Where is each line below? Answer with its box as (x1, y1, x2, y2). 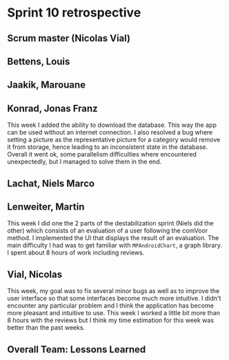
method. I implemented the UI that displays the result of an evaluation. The (7, 234, 219, 242)
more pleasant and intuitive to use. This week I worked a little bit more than (7, 309, 221, 317)
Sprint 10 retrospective (7, 5, 141, 21)
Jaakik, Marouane (7, 79, 86, 91)
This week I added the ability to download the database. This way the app (7, 121, 217, 129)
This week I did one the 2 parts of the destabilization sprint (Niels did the (7, 219, 214, 228)
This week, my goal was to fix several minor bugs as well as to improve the (7, 287, 220, 295)
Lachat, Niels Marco (7, 177, 95, 189)
